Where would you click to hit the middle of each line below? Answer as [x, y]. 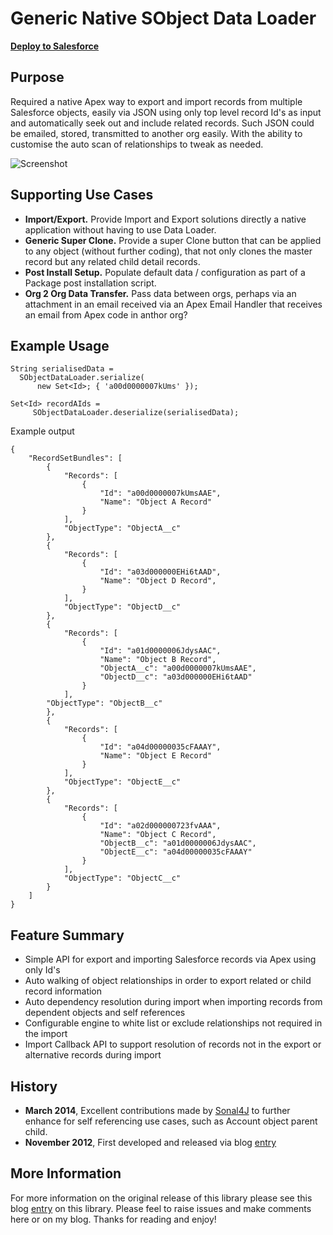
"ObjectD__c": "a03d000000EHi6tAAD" [176, 677]
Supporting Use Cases [82, 195]
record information [63, 991]
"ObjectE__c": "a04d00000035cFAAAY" [176, 852]
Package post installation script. [90, 283]
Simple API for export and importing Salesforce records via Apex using [170, 959]
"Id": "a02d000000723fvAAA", [160, 826]
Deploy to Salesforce [55, 46]
